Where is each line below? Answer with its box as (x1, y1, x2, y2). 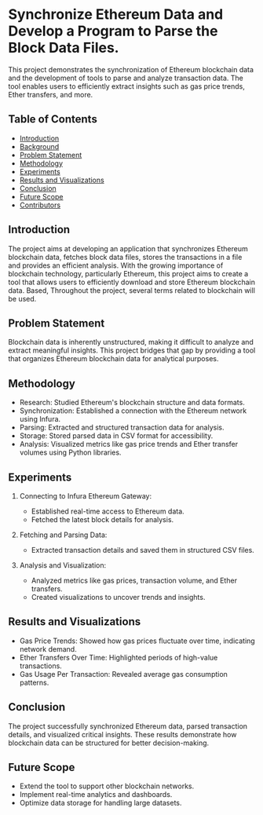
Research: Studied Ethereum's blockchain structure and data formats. (19, 398, 245, 407)
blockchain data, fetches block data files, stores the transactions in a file (8, 252, 243, 261)
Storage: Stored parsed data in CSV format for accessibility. (19, 431, 214, 440)
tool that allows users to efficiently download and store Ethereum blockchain (8, 277, 255, 287)
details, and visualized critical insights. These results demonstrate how (8, 729, 237, 739)
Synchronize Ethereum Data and (8, 5, 224, 24)
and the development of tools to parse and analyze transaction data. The (8, 73, 243, 82)
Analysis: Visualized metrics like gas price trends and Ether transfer (19, 440, 239, 449)
